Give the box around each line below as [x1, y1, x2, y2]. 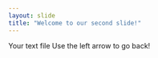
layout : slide [8, 11, 56, 20]
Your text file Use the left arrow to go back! [8, 41, 151, 50]
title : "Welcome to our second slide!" [8, 19, 142, 27]
